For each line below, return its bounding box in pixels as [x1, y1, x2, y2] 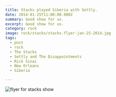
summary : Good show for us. [5, 17, 64, 22]
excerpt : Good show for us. [5, 21, 64, 27]
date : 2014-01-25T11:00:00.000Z [5, 12, 73, 17]
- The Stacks [10, 49, 37, 54]
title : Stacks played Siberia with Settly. [5, 7, 98, 13]
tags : [5, 36, 17, 41]
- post [10, 40, 24, 45]
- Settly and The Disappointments [10, 54, 82, 59]
